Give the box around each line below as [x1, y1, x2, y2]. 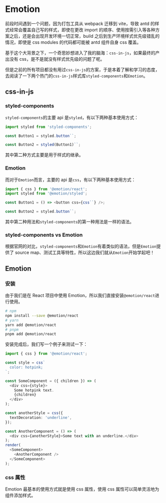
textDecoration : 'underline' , [9, 415, 72, 420]
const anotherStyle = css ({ [5, 410, 63, 416]
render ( [5, 443, 21, 448]
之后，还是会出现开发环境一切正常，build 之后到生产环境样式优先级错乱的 [9, 33, 160, 39]
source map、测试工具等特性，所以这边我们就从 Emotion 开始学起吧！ [14, 250, 155, 256]
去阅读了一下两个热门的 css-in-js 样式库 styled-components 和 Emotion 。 [5, 73, 148, 79]
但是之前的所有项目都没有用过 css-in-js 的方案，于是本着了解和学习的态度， [5, 66, 160, 73]
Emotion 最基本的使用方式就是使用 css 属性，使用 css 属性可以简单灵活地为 [5, 486, 160, 492]
